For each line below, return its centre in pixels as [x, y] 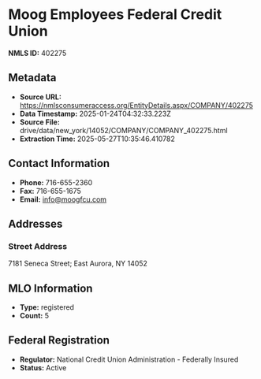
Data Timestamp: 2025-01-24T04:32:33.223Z [95, 113]
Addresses [35, 223]
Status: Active [43, 367]
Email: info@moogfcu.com [63, 199]
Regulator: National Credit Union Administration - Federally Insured [129, 359]
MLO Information [50, 288]
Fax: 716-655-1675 [50, 191]
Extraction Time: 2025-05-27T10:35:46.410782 [97, 139]
